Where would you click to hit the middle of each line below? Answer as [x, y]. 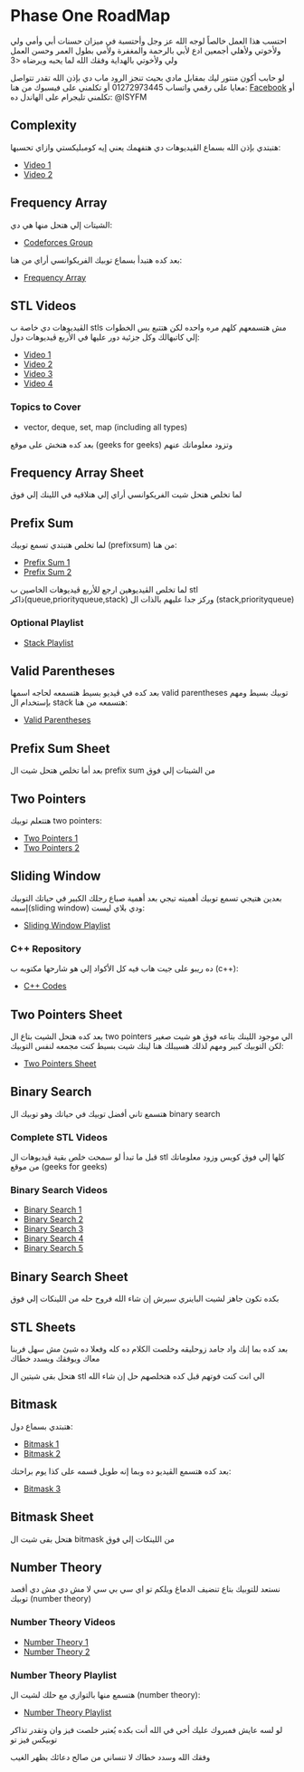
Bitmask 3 [42, 1488]
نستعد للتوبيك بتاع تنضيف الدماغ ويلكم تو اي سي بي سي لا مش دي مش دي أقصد [146, 1589]
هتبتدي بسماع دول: [42, 1426]
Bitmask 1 [41, 1444]
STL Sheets [43, 1327]
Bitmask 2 [42, 1453]
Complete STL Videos [59, 1137]
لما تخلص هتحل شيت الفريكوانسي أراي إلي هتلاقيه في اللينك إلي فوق [126, 495]
